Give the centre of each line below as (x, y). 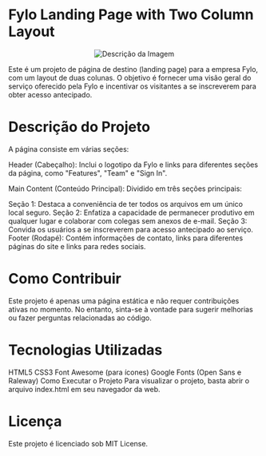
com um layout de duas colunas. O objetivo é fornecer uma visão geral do (130, 77)
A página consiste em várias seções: (69, 149)
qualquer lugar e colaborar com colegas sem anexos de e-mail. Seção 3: (128, 220)
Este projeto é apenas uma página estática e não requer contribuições (124, 300)
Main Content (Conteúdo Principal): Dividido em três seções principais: (125, 188)
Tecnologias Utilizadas (85, 350)
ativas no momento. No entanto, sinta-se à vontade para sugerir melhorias (131, 309)
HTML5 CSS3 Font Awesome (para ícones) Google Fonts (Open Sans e (125, 372)
